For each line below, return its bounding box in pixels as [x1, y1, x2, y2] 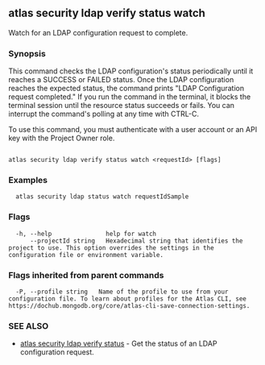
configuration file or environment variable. [8, 251, 164, 259]
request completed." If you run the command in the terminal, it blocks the [8, 92, 251, 102]
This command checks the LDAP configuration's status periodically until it [8, 66, 254, 76]
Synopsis [8, 48, 46, 59]
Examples [8, 175, 48, 186]
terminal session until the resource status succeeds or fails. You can [8, 101, 235, 110]
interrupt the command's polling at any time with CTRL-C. [8, 109, 200, 119]
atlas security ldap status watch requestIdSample [15, 193, 189, 201]
